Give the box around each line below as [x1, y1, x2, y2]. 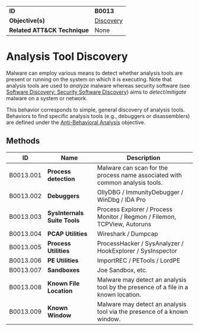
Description [126, 154, 161, 162]
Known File [47, 279, 80, 287]
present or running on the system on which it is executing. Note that [6, 75, 172, 82]
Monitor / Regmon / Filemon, [97, 212, 176, 221]
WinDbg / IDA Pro [97, 195, 146, 203]
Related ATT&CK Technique [9, 26, 89, 34]
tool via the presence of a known [97, 307, 188, 316]
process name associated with [97, 171, 182, 179]
